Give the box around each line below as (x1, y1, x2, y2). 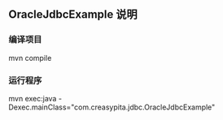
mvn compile (8, 53, 52, 62)
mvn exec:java (8, 93, 57, 103)
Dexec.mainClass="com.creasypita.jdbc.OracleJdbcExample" (8, 102, 216, 112)
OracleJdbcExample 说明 (8, 7, 138, 22)
